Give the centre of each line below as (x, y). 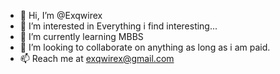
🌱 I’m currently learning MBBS (81, 36)
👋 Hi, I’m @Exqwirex (61, 15)
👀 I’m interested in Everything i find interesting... (118, 26)
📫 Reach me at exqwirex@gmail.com (97, 58)
